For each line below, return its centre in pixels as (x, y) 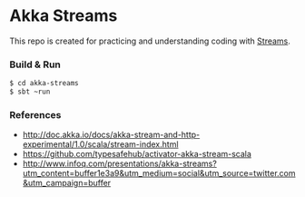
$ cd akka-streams (44, 84)
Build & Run (35, 64)
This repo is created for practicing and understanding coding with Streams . (150, 41)
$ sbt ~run (30, 92)
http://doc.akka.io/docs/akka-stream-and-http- (111, 135)
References (35, 114)
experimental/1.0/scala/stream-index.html (100, 144)
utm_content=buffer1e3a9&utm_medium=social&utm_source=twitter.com (159, 173)
